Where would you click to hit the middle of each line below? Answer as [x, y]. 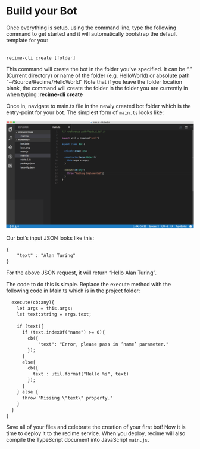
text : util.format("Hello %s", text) [81, 374]
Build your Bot [42, 11]
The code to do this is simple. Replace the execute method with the [89, 284]
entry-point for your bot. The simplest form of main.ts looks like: [85, 112]
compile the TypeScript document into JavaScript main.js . [78, 439]
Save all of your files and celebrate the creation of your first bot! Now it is [96, 427]
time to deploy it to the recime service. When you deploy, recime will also [96, 433]
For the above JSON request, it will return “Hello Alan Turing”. [81, 273]
